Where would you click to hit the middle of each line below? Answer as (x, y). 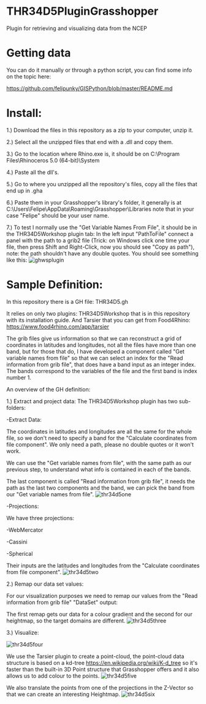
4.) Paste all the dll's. (33, 172)
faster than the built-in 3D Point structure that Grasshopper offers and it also (103, 669)
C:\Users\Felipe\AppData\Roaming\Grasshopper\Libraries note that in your (100, 209)
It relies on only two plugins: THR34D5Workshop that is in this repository (98, 313)
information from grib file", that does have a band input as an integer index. (101, 364)
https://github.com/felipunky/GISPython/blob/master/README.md (90, 88)
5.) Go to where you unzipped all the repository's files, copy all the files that (102, 184)
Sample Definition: (55, 285)
